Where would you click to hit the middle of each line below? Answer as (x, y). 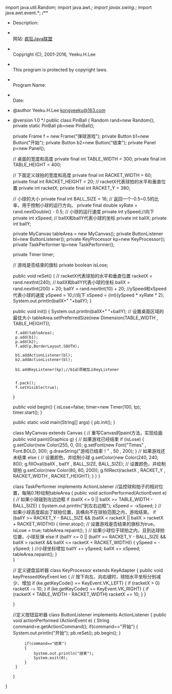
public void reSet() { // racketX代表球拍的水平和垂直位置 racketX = (82, 276)
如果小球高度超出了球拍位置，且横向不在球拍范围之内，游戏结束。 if (84, 512)
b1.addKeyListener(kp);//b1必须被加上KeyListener (67, 370)
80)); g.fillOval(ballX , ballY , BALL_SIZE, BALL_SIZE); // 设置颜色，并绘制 (89, 464)
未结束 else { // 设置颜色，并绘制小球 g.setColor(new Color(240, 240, (85, 457)
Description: (26, 23)
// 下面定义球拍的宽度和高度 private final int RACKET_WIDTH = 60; (82, 175)
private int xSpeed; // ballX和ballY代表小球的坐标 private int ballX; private (90, 218)
